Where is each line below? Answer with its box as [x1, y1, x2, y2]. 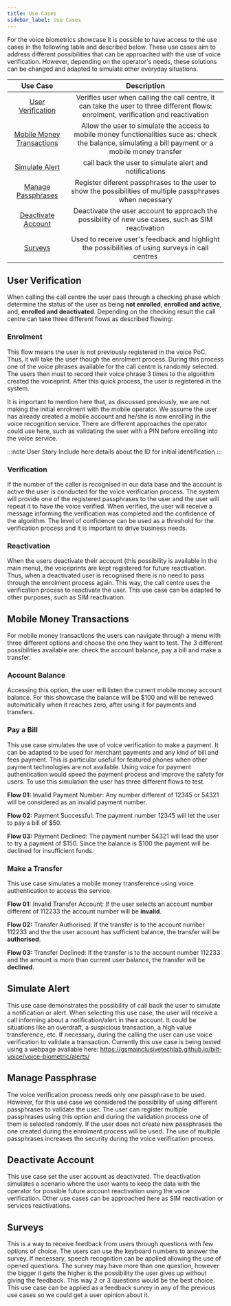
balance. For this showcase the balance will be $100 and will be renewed [7, 694, 214, 702]
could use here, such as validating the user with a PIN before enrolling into [7, 427, 218, 435]
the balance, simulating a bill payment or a [77, 138, 214, 148]
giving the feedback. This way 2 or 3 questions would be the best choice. [7, 1276, 215, 1285]
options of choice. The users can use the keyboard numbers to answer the [7, 1247, 219, 1255]
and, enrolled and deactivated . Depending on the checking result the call [7, 307, 216, 316]
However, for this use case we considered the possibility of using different [7, 1098, 218, 1106]
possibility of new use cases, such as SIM [78, 214, 213, 224]
